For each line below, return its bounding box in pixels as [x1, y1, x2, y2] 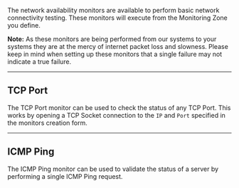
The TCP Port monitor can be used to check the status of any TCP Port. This [7, 103, 231, 112]
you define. [7, 21, 41, 29]
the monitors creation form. [7, 118, 87, 127]
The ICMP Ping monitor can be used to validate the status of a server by [7, 165, 219, 173]
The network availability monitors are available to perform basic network [7, 6, 220, 14]
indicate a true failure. [7, 57, 72, 66]
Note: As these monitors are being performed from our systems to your [7, 35, 217, 43]
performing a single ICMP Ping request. [7, 172, 123, 180]
